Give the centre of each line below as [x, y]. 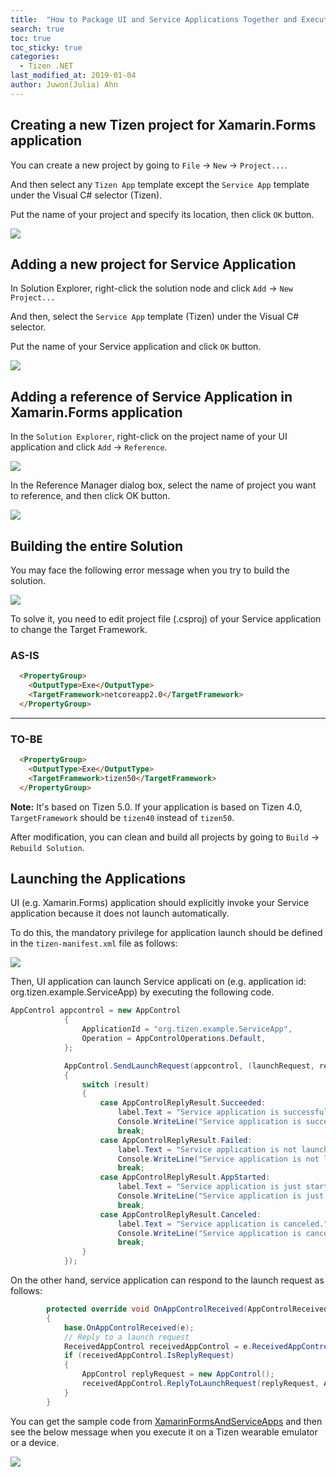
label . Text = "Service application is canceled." [223, 1224]
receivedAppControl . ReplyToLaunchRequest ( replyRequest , [200, 1384]
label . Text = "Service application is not [207, 1149]
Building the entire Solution [97, 546]
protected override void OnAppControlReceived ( [147, 1309]
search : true [37, 29]
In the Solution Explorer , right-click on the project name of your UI [149, 437]
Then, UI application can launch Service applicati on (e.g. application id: [158, 982]
